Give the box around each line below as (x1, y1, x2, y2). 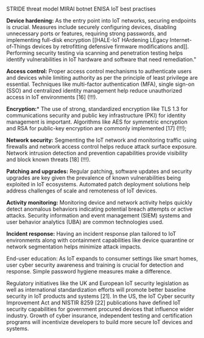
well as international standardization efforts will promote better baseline (6, 286, 186, 293)
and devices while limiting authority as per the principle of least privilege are (6, 74, 198, 81)
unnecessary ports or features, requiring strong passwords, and (6, 30, 167, 37)
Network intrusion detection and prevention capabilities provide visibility (6, 149, 188, 157)
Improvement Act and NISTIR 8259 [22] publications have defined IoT (6, 299, 181, 306)
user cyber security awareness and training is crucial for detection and (6, 261, 184, 269)
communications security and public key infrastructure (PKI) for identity (6, 112, 186, 119)
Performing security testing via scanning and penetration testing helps (6, 49, 183, 57)
